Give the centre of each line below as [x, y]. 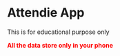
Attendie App [46, 13]
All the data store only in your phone [60, 45]
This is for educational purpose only [58, 32]
